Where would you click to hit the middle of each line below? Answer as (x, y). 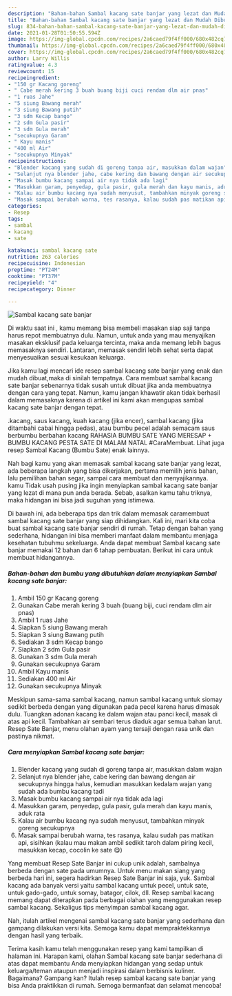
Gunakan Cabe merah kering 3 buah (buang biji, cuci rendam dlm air (115, 605)
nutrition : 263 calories (43, 257)
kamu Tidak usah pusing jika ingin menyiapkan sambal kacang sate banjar (113, 486)
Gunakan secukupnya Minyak (60, 686)
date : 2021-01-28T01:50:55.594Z (54, 33)
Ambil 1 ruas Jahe (43, 620)
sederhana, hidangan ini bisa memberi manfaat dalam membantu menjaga (113, 536)
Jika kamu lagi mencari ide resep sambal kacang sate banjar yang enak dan (115, 371)
